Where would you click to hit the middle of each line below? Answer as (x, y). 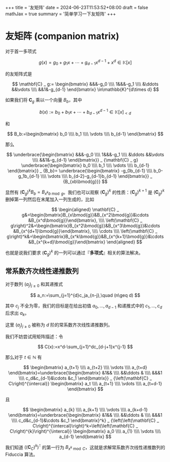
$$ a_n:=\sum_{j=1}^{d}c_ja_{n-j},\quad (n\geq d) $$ (85, 295)
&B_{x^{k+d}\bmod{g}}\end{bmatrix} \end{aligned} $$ (85, 242)
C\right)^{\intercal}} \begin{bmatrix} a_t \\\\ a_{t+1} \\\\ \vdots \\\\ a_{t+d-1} (85, 383)
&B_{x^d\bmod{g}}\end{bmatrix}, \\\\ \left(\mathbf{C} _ (85, 221)
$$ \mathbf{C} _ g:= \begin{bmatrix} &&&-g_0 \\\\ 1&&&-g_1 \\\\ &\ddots (85, 84)
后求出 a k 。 (17, 313)
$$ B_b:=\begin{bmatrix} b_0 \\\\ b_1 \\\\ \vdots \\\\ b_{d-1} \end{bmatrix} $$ (85, 134)
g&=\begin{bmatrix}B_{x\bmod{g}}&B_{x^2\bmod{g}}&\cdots (85, 215)
